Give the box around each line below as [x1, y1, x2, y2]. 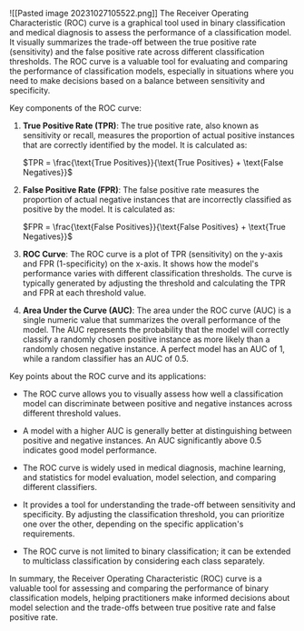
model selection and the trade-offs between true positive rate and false [9, 602, 277, 613]
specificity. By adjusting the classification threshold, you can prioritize [22, 509, 285, 519]
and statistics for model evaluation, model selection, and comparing [22, 472, 277, 483]
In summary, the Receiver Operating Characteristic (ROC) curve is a [9, 573, 262, 584]
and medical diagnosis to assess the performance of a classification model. [9, 27, 292, 37]
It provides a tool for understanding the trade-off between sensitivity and [22, 499, 296, 510]
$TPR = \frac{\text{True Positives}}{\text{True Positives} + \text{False [22, 157, 284, 167]
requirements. [22, 528, 75, 539]
